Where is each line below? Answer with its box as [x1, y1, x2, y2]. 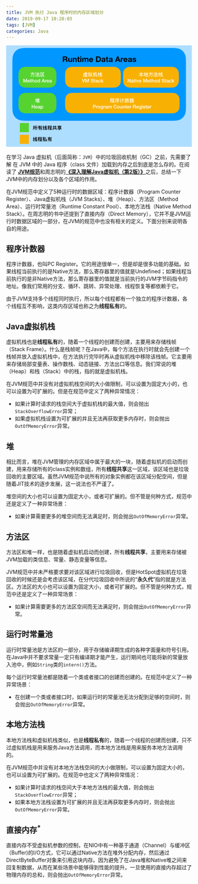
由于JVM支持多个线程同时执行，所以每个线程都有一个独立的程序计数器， [6, 295, 183, 302]
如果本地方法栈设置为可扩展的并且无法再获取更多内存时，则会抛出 [14, 798, 175, 806]
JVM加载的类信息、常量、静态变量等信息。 [6, 555, 111, 563]
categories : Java [6, 28, 49, 34]
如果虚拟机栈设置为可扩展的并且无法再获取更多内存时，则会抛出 [14, 415, 170, 422]
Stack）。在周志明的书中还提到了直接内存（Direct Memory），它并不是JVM [6, 210, 186, 217]
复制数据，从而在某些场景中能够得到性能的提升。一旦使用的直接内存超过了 [11, 864, 192, 871]
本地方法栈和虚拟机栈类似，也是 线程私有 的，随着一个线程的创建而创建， [6, 736, 181, 744]
